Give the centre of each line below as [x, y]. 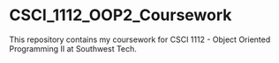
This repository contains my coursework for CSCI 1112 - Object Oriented [140, 39]
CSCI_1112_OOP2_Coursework [121, 15]
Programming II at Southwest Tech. [73, 48]
